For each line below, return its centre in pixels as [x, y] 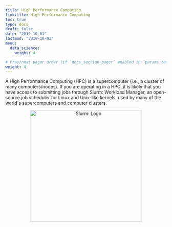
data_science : [25, 48]
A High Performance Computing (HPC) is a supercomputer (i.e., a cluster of [85, 81]
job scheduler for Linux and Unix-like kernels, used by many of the [91, 98]
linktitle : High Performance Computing [48, 15]
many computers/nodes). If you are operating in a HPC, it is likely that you [83, 87]
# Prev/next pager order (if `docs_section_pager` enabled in [73, 62]
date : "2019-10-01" [26, 34]
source [13, 98]
